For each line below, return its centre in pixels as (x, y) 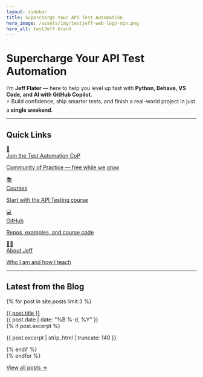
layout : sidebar (27, 12)
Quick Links (29, 134)
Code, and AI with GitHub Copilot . (49, 95)
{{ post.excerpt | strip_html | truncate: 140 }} (61, 337)
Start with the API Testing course (47, 200)
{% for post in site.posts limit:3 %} (49, 301)
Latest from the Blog (45, 287)
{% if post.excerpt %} (33, 326)
